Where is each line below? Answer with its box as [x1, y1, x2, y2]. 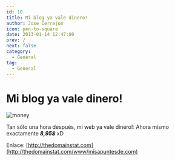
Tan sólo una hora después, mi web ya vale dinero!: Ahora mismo [6, 123, 170, 131]
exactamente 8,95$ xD [6, 130, 64, 137]
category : [6, 49, 31, 55]
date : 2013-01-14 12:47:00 [6, 32, 74, 38]
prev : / [6, 37, 26, 43]
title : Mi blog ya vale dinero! [6, 15, 88, 21]
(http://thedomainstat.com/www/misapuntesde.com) [6, 148, 138, 156]
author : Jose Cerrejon [6, 20, 64, 26]
